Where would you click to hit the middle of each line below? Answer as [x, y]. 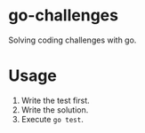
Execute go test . [52, 119]
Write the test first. [55, 100]
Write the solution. [55, 110]
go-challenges [64, 16]
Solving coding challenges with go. [72, 40]
